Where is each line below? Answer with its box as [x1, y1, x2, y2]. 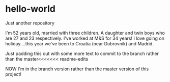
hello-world [5, 3, 56, 15]
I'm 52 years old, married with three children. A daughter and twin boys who [5, 30, 165, 36]
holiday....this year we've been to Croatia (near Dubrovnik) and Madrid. [5, 40, 154, 46]
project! [5, 71, 22, 77]
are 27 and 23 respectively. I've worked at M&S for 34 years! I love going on [5, 35, 164, 41]
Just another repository [5, 20, 55, 26]
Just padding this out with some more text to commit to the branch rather [5, 50, 159, 57]
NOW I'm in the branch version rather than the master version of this [5, 66, 149, 72]
